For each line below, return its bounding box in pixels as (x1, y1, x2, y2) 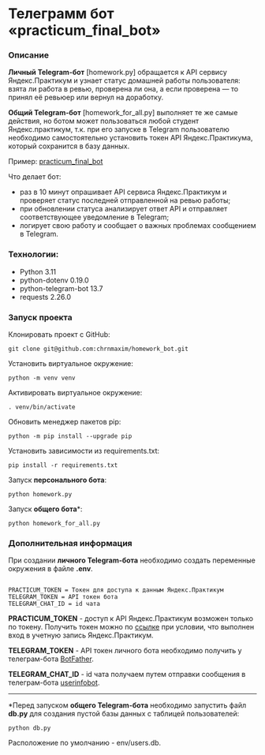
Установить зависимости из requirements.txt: (8, 447, 160, 456)
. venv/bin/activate (8, 403, 77, 411)
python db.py (8, 724, 51, 732)
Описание (8, 50, 50, 61)
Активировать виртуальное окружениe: (8, 388, 143, 398)
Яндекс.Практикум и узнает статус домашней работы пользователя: (8, 76, 241, 85)
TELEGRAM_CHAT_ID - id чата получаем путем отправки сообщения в (8, 670, 246, 679)
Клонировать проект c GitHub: (8, 330, 110, 339)
